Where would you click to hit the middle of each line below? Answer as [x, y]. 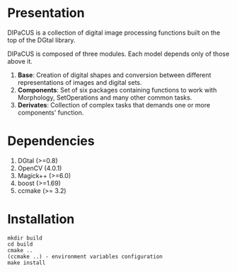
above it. [20, 61]
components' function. [51, 112]
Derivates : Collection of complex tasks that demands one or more [114, 105]
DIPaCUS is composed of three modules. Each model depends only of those [118, 54]
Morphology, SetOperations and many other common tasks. [105, 97]
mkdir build [25, 238]
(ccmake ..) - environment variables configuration [85, 256]
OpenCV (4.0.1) [40, 168]
